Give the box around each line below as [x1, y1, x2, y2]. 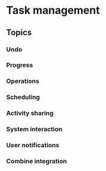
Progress [6, 61, 33, 69]
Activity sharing [6, 109, 54, 117]
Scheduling [6, 93, 40, 101]
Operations [6, 77, 40, 85]
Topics [6, 27, 32, 38]
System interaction [6, 125, 63, 133]
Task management [6, 4, 100, 17]
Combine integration [6, 157, 67, 165]
